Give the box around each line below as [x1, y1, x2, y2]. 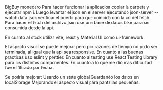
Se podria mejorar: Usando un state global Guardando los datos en [5, 74, 139, 80]
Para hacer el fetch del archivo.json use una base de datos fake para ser [5, 20, 150, 25]
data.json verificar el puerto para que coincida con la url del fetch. [18, 15, 151, 20]
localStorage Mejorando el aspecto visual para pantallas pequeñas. [5, 79, 140, 85]
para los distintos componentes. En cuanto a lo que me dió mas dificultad [5, 60, 152, 65]
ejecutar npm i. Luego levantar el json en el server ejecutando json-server [5, 9, 153, 15]
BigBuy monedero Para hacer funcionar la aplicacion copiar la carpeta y [5, 4, 149, 10]
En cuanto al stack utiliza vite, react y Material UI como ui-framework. [5, 34, 145, 40]
